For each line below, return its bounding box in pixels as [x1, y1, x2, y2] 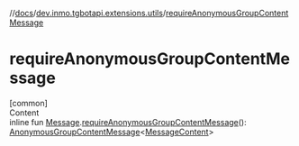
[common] [9, 97, 48, 108]
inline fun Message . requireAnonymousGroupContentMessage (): [9, 116, 248, 127]
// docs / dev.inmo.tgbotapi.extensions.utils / [9, 8, 167, 18]
